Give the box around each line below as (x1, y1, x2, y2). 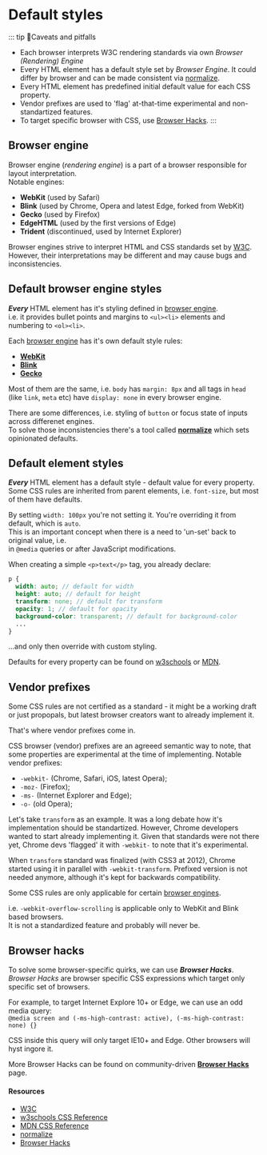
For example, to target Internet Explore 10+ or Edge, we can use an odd (8, 997, 244, 1007)
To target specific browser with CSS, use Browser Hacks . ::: (19, 115, 217, 125)
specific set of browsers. (8, 982, 90, 991)
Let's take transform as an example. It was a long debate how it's (8, 814, 223, 825)
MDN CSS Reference (19, 1121, 90, 1131)
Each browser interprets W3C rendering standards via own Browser (19, 47, 243, 57)
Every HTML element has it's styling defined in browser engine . (8, 303, 218, 313)
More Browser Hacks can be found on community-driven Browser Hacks (8, 1060, 249, 1069)
